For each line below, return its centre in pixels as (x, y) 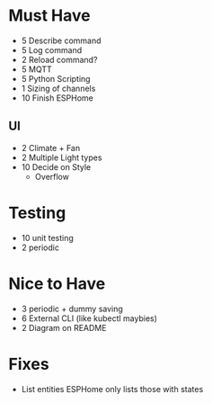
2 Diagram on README (64, 327)
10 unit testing (47, 237)
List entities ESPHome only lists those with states (112, 389)
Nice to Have (57, 283)
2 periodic (40, 247)
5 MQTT (37, 69)
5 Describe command (61, 40)
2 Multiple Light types (62, 157)
